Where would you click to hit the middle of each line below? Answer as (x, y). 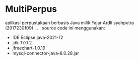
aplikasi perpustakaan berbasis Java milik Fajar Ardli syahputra (69, 23)
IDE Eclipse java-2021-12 (38, 37)
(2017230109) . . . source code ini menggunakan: (55, 28)
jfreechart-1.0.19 (29, 48)
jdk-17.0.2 (22, 42)
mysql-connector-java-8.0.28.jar (46, 53)
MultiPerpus (31, 9)
